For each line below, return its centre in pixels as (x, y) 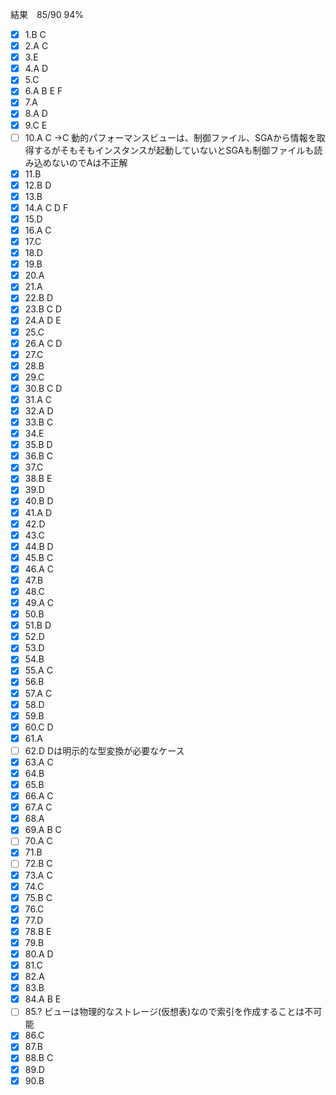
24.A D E (43, 320)
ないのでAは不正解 (89, 162)
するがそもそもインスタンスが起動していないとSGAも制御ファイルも (174, 150)
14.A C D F (46, 207)
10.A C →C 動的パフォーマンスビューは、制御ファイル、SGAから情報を (170, 137)
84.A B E (43, 999)
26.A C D (43, 343)
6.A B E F (43, 91)
